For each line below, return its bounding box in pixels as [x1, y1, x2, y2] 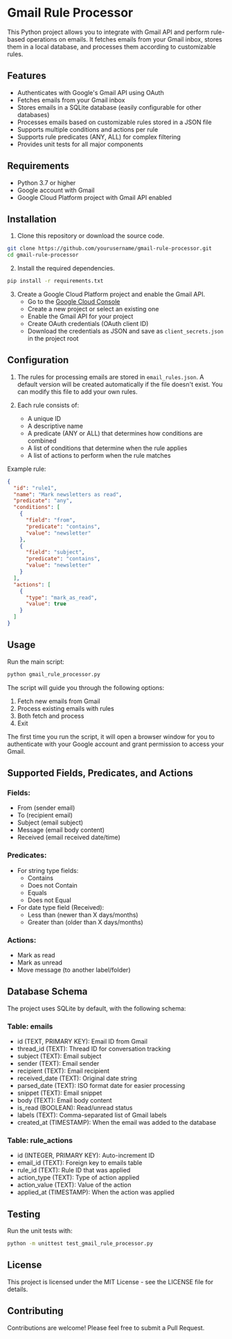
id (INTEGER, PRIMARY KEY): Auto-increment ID [17, 1151, 155, 1159]
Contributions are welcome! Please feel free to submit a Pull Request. [7, 1323, 205, 1332]
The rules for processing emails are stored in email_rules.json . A [17, 372, 204, 381]
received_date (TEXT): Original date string [17, 1074, 137, 1082]
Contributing [7, 1305, 64, 1317]
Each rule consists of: [17, 401, 80, 409]
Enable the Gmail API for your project [27, 312, 134, 320]
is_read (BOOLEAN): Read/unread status [17, 1104, 133, 1112]
